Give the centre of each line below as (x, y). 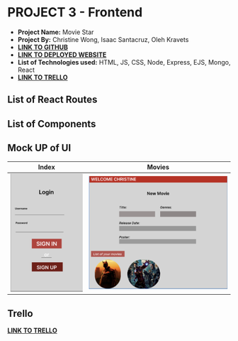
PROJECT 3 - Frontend (75, 12)
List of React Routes (52, 100)
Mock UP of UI (39, 148)
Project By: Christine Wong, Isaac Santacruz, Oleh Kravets (103, 39)
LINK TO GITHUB (43, 47)
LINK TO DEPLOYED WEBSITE (62, 55)
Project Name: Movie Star (56, 32)
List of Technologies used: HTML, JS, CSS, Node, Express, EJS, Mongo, (124, 62)
